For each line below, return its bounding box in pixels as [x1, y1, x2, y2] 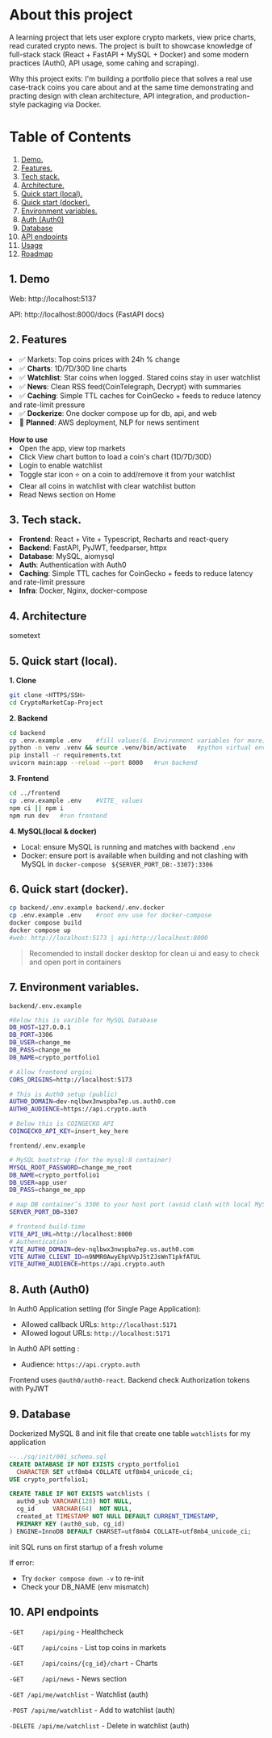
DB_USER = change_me [9, 1039, 71, 1047]
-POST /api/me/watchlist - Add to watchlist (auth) [9, 1705, 176, 1715]
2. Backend [9, 713, 48, 723]
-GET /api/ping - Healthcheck [9, 1627, 124, 1636]
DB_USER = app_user [9, 1178, 68, 1186]
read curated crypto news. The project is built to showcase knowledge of [9, 40, 253, 50]
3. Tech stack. [9, 513, 82, 527]
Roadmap [20, 249, 53, 258]
